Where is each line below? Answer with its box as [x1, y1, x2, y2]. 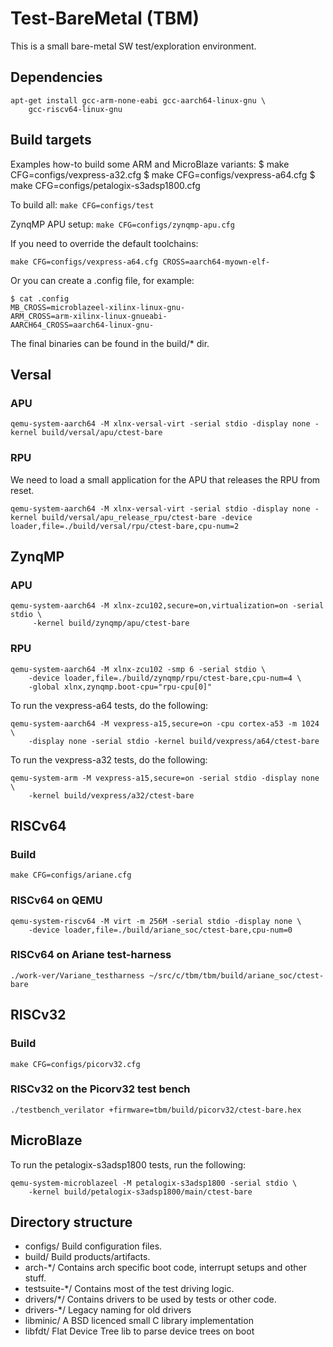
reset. [10, 484, 35, 496]
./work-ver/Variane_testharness [10, 970, 145, 981]
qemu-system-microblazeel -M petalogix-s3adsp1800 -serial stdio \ [10, 1178, 298, 1188]
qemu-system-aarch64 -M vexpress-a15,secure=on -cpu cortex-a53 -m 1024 [10, 718, 320, 729]
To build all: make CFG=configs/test [10, 198, 155, 211]
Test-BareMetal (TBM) [10, 7, 200, 30]
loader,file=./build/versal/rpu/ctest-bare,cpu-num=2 [10, 521, 240, 531]
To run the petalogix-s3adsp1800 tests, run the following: [10, 1158, 247, 1171]
